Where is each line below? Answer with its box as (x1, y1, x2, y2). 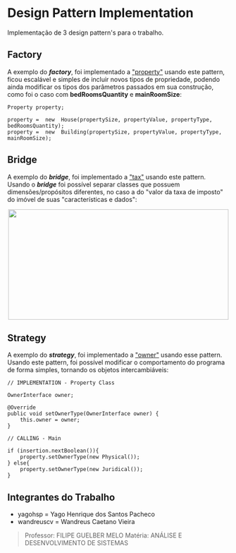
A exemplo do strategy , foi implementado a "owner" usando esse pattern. (7, 351, 223, 359)
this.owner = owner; (20, 417, 80, 424)
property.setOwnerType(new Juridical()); (20, 466, 143, 473)
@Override (7, 404, 37, 411)
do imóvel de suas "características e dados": (7, 195, 137, 203)
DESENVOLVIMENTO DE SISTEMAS (24, 539, 129, 547)
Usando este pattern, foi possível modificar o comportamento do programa (7, 358, 225, 367)
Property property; (7, 104, 65, 111)
